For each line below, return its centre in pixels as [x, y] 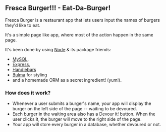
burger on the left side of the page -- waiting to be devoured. [75, 109]
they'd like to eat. [23, 25]
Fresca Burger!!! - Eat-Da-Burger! [58, 8]
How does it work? [28, 93]
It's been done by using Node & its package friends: [58, 49]
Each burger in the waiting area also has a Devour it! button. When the [84, 114]
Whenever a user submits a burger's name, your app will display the [82, 103]
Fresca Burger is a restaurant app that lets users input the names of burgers [83, 20]
